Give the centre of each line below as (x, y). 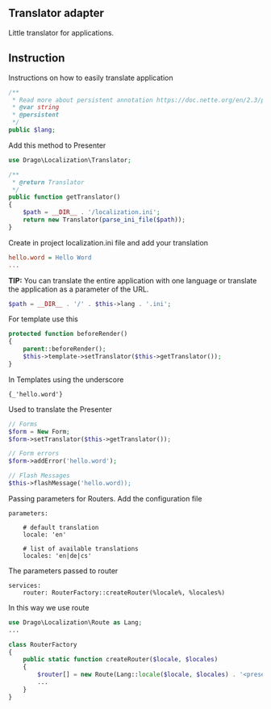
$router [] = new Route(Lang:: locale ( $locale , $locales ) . (137, 675)
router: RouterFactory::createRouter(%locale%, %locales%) (124, 593)
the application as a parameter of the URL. (79, 289)
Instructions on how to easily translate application (91, 78)
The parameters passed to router (63, 571)
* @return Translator (48, 182)
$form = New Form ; (39, 431)
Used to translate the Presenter (60, 409)
